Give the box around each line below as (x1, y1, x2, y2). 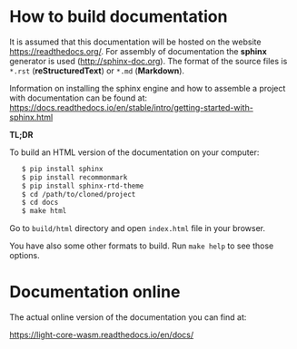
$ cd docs (21, 198, 59, 208)
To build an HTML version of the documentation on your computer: (9, 147, 260, 158)
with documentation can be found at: (9, 92, 148, 103)
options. (9, 250, 41, 261)
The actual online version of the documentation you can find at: (9, 312, 247, 323)
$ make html (21, 207, 67, 216)
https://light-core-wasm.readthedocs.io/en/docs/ (9, 329, 194, 341)
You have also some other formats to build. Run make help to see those (9, 240, 274, 251)
